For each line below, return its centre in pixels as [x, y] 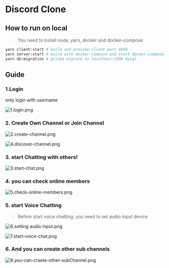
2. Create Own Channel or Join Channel [55, 123]
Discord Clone [36, 9]
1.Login [14, 89]
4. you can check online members [48, 181]
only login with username [32, 100]
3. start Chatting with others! [41, 157]
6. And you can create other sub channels [58, 249]
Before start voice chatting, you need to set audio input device [82, 216]
